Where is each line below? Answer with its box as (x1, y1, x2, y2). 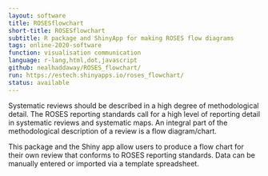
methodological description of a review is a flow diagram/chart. (8, 126, 218, 136)
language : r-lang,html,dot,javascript (8, 57, 138, 65)
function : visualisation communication (8, 49, 142, 57)
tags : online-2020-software (8, 42, 102, 50)
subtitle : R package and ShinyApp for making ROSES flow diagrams (8, 34, 234, 42)
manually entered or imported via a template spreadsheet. (8, 158, 200, 168)
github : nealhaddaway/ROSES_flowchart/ (8, 64, 142, 72)
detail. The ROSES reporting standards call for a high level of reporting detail (8, 109, 261, 118)
